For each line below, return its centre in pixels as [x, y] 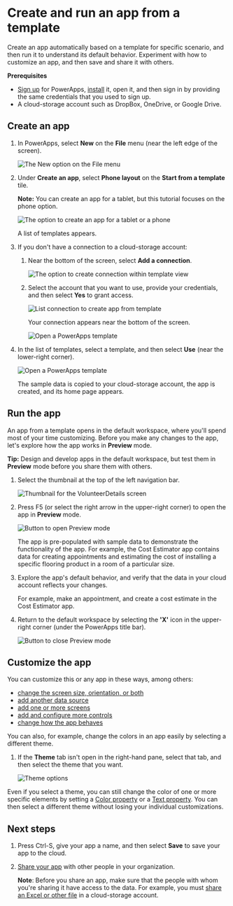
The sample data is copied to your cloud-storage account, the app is [116, 384]
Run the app [34, 414]
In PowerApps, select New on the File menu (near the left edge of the [118, 143]
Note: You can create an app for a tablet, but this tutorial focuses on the [121, 198]
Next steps [31, 829]
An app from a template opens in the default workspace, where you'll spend [116, 430]
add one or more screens [54, 708]
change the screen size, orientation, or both [80, 693]
